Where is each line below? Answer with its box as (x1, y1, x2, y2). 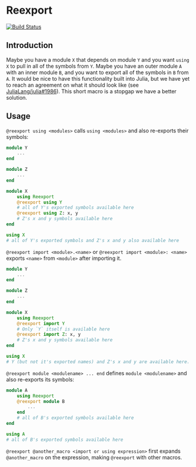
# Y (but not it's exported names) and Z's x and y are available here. (6, 358, 190, 365)
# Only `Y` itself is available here (17, 326, 110, 332)
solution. (6, 94, 28, 101)
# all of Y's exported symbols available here (17, 205, 134, 211)
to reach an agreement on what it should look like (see (6, 81, 140, 88)
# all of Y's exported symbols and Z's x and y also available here (6, 237, 179, 243)
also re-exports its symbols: (6, 376, 74, 383)
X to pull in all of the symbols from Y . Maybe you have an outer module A (6, 62, 182, 69)
